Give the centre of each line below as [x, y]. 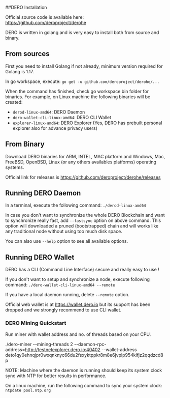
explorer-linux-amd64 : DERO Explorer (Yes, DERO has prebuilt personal [87, 123]
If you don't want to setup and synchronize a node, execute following [78, 279]
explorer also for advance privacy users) [55, 128]
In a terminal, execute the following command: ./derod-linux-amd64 [76, 205]
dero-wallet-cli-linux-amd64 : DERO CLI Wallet [62, 117]
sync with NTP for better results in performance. [56, 376]
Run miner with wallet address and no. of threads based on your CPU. [78, 334]
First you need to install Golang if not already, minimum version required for [84, 66]
